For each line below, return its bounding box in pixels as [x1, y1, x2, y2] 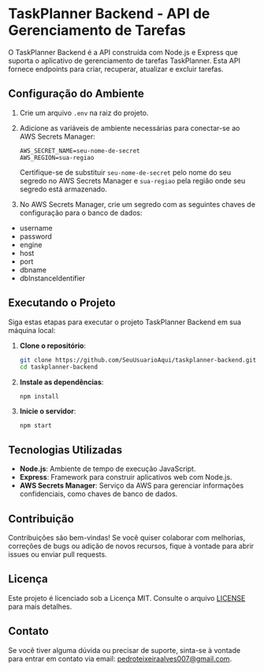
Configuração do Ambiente [8, 87, 144, 101]
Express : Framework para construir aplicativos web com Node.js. [19, 473, 232, 482]
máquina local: [8, 325, 56, 335]
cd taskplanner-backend [19, 363, 99, 371]
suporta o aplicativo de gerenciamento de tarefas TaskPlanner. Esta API [8, 56, 240, 65]
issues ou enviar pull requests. [8, 549, 108, 559]
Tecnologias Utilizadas [8, 443, 123, 457]
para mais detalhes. [8, 602, 73, 611]
